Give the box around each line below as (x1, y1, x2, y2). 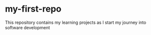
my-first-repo (5, 3, 62, 15)
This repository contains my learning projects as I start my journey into (5, 19, 147, 25)
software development (5, 24, 50, 30)
